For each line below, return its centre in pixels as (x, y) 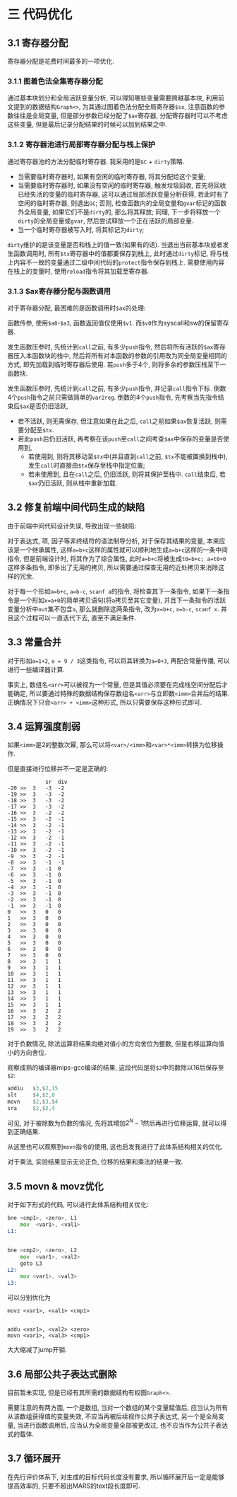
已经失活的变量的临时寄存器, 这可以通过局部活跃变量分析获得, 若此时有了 (123, 194)
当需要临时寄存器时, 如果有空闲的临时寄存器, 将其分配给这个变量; (111, 176)
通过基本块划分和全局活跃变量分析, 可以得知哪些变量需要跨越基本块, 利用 (113, 98)
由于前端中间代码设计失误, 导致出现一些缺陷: (72, 526)
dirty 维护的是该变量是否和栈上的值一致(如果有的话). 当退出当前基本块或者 (115, 244)
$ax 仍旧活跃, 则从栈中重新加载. (73, 482)
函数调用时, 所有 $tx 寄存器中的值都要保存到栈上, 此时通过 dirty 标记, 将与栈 (121, 253)
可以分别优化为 (29, 1297)
